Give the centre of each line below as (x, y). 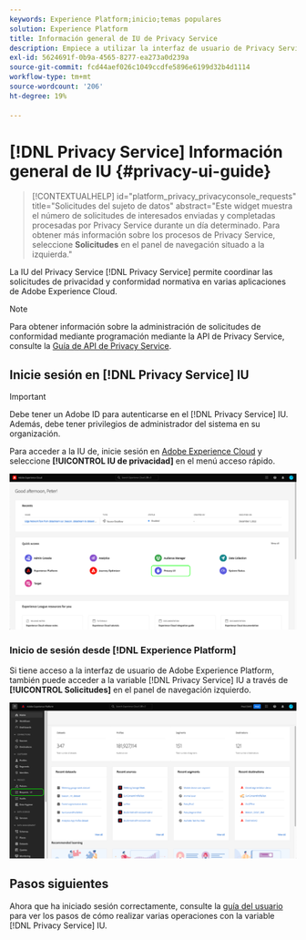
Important (28, 397)
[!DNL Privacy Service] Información (146, 152)
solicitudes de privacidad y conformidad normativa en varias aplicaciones (148, 281)
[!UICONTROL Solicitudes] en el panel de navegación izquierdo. (131, 690)
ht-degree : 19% (38, 96)
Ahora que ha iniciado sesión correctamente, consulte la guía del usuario (147, 905)
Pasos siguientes (59, 884)
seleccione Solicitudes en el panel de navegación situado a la (148, 245)
